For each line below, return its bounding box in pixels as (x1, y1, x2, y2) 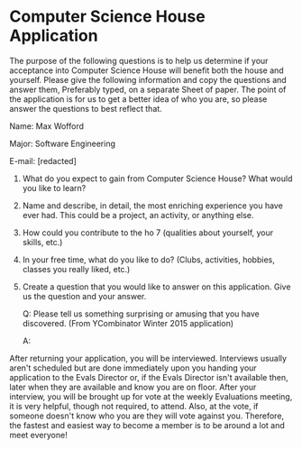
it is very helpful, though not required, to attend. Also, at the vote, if (9, 400, 259, 411)
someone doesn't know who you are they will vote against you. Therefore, (9, 410, 285, 421)
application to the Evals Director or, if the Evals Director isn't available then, (9, 371, 288, 382)
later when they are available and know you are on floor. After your (9, 381, 257, 392)
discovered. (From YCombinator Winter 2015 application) (22, 317, 234, 328)
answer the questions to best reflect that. (9, 103, 162, 114)
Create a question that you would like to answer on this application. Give (22, 281, 291, 292)
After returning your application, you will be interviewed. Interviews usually (9, 353, 287, 363)
